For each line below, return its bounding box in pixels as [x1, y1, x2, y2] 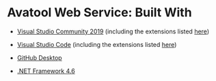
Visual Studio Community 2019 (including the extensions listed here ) [16, 27, 210, 35]
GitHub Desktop [16, 53, 63, 62]
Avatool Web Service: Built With [7, 5, 193, 20]
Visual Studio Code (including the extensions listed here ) [16, 40, 177, 48]
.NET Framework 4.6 [16, 67, 75, 75]
